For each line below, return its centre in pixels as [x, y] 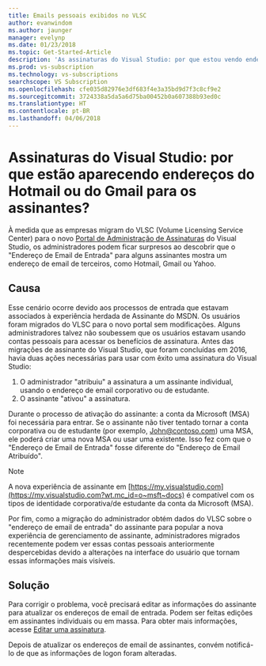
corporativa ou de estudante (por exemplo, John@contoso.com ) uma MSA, [131, 430]
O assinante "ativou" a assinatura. [75, 398]
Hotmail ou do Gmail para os [103, 191]
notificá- [239, 645]
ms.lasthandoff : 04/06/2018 [55, 119]
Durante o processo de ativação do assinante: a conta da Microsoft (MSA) [129, 414]
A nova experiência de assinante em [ [70, 486]
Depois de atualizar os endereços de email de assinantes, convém [116, 645]
